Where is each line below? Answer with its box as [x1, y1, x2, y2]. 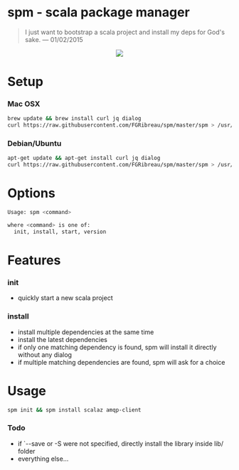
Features [7, 252, 61, 268]
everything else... [17, 454, 69, 463]
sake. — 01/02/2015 [24, 35, 83, 43]
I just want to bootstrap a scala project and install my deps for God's [24, 28, 225, 36]
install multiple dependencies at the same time [17, 328, 154, 336]
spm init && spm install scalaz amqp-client [7, 406, 142, 413]
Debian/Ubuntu [7, 139, 62, 149]
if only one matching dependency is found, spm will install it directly [17, 343, 217, 351]
